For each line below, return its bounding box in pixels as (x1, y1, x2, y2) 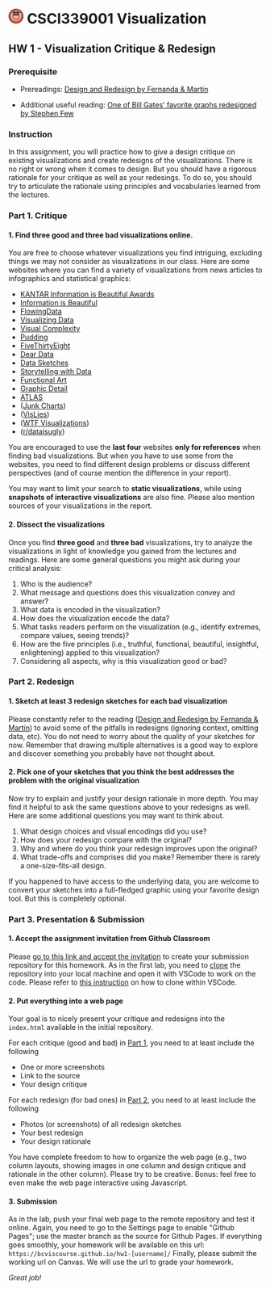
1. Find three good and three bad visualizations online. (8, 230, 193, 240)
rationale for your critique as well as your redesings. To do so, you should (8, 173, 252, 183)
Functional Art (19, 376, 67, 385)
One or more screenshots (19, 1062, 106, 1072)
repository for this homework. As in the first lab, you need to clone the (8, 960, 241, 969)
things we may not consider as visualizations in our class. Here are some (8, 257, 250, 267)
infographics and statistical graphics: (8, 274, 131, 284)
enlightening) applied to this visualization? (19, 647, 160, 658)
